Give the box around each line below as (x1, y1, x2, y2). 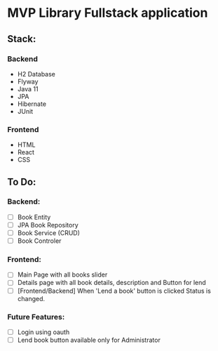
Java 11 (17, 84, 39, 93)
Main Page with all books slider (17, 270, 108, 279)
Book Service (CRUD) (17, 228, 81, 237)
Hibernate (17, 100, 47, 108)
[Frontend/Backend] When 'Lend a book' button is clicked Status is (17, 286, 212, 295)
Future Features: (7, 312, 65, 322)
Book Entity (17, 213, 51, 221)
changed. (17, 294, 46, 303)
